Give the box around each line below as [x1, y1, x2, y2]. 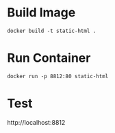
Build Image [7, 5, 76, 21]
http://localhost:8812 [7, 118, 66, 126]
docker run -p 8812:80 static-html [7, 73, 109, 80]
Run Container [7, 50, 91, 66]
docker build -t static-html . [7, 27, 97, 34]
